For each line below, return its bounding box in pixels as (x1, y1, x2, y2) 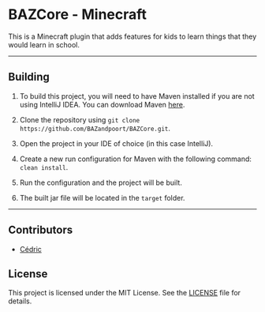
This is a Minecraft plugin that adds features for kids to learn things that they (8, 32, 257, 41)
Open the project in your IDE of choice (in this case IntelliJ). (19, 138, 214, 148)
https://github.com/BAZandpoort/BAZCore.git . (19, 123, 171, 133)
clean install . (19, 162, 69, 171)
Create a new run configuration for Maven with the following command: (19, 154, 252, 164)
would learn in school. (8, 39, 80, 49)
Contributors (8, 224, 73, 237)
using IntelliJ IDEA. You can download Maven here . (19, 100, 185, 109)
